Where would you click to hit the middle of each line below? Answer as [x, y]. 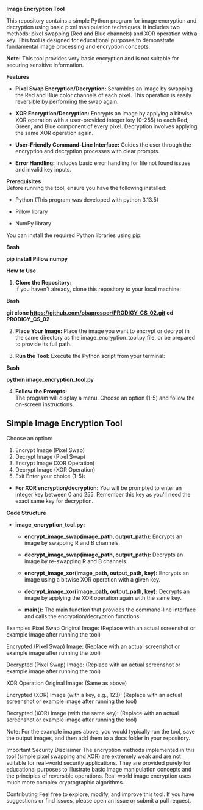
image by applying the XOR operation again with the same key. [103, 597]
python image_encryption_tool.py [50, 379]
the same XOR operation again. [54, 133]
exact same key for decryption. [54, 501]
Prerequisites [24, 181]
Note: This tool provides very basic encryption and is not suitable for [93, 58]
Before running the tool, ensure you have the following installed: [87, 188]
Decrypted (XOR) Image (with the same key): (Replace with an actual [93, 713]
